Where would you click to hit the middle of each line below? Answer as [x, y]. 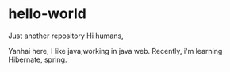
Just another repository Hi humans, [66, 36]
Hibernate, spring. [38, 59]
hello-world [48, 14]
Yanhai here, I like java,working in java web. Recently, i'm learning [115, 51]
